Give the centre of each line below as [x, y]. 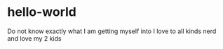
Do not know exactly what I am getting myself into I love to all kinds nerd [112, 31]
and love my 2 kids [34, 38]
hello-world [42, 12]
